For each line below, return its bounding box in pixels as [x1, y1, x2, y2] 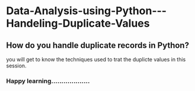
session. [6, 62, 27, 69]
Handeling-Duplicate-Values [6, 17, 150, 30]
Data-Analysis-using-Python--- [6, 4, 167, 18]
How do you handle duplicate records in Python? [6, 40, 190, 50]
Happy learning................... [6, 77, 90, 85]
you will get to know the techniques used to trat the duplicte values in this [6, 56, 186, 63]
